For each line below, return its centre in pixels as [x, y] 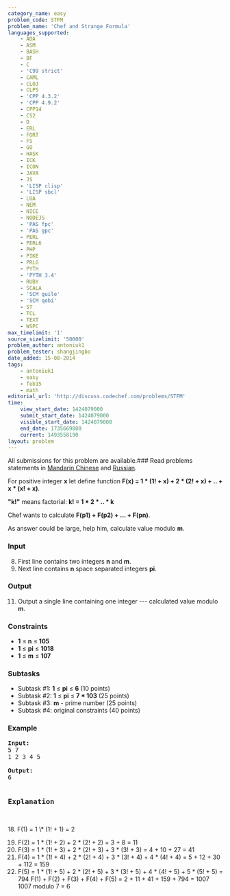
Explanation [31, 802]
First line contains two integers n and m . [75, 561]
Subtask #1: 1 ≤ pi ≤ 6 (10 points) [64, 689]
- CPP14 [31, 109]
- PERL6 [31, 243]
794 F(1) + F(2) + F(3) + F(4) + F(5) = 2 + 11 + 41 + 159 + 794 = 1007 [113, 879]
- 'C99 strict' [42, 71]
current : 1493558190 [49, 435]
